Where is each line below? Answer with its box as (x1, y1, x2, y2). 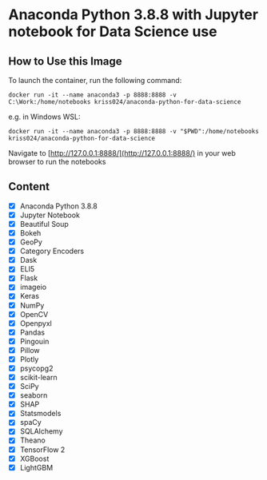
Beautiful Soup (19, 219, 70, 228)
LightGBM (19, 462, 54, 472)
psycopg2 (19, 363, 54, 373)
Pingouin (19, 336, 50, 346)
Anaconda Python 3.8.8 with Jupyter (8, 6, 258, 24)
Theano (19, 435, 46, 445)
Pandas (19, 327, 46, 337)
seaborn (19, 391, 48, 400)
